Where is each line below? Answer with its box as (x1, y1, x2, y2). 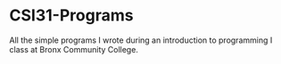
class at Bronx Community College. (9, 44, 138, 54)
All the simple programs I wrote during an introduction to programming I (9, 35, 273, 45)
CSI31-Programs (9, 5, 134, 26)
